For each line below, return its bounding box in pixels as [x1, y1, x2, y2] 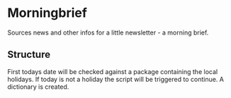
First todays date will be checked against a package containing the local [7, 67, 218, 75]
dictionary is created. [7, 82, 69, 91]
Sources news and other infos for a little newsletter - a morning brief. [7, 28, 209, 37]
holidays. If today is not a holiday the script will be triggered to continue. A [7, 75, 225, 83]
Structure [7, 49, 51, 61]
